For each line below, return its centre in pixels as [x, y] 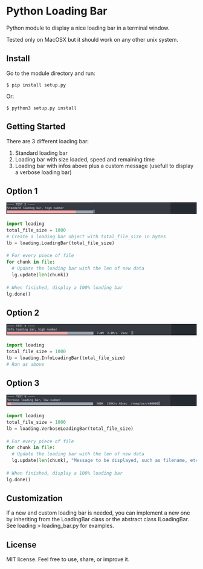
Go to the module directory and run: [51, 73]
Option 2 [23, 313]
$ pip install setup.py [36, 85]
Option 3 [23, 383]
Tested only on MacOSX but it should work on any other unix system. [92, 39]
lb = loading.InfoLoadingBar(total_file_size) [66, 358]
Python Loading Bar [57, 11]
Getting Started [36, 127]
